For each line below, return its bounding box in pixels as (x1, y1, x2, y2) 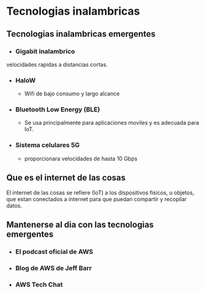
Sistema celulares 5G (15, 141, 80, 149)
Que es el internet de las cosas (6, 172, 126, 183)
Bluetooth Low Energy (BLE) (15, 105, 100, 114)
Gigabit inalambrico (15, 47, 75, 56)
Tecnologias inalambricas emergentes (6, 29, 156, 39)
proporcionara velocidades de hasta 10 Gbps (24, 155, 138, 162)
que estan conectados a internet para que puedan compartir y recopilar (6, 195, 187, 202)
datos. (6, 202, 23, 209)
